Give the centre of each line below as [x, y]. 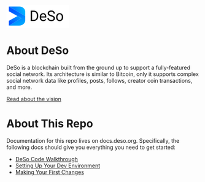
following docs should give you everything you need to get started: [91, 147]
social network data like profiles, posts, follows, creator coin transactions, [99, 80]
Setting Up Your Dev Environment [58, 165]
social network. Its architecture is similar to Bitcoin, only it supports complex [103, 74]
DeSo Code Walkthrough [47, 159]
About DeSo [38, 51]
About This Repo [50, 124]
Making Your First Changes [50, 172]
